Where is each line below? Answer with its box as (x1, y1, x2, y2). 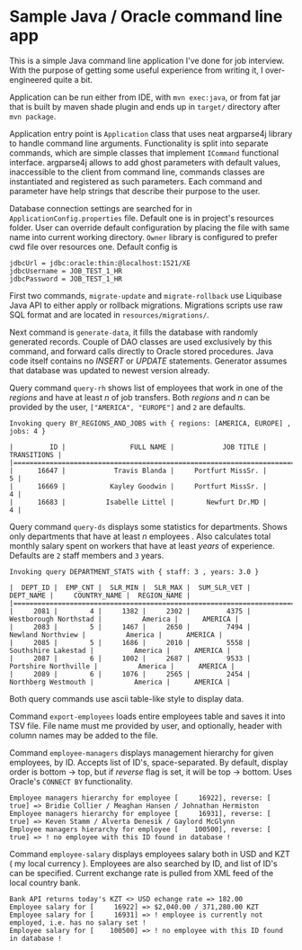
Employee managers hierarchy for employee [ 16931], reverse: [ (9, 809, 271, 818)
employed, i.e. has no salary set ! (9, 918, 147, 928)
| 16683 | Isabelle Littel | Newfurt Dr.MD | (9, 497, 268, 506)
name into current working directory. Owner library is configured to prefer (9, 231, 279, 242)
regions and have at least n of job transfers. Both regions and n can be (9, 391, 271, 402)
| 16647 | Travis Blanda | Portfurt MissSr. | (9, 466, 268, 475)
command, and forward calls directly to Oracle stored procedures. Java (9, 345, 274, 356)
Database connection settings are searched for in (9, 202, 193, 213)
